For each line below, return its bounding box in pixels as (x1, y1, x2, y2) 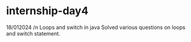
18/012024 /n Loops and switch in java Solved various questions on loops (6, 24, 186, 31)
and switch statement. (6, 30, 61, 37)
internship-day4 (6, 4, 89, 18)
